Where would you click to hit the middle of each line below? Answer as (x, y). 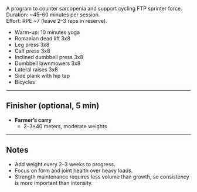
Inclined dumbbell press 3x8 (49, 57)
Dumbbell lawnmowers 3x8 (47, 63)
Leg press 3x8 (32, 44)
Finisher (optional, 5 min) (53, 106)
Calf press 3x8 (32, 51)
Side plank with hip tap (42, 76)
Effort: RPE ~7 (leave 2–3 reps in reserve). (57, 21)
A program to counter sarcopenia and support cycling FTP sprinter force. (94, 8)
